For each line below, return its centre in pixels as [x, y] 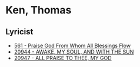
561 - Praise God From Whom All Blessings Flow [72, 45]
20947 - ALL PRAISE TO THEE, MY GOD [63, 58]
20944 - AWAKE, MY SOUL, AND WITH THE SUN [74, 52]
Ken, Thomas [39, 10]
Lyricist [19, 32]
